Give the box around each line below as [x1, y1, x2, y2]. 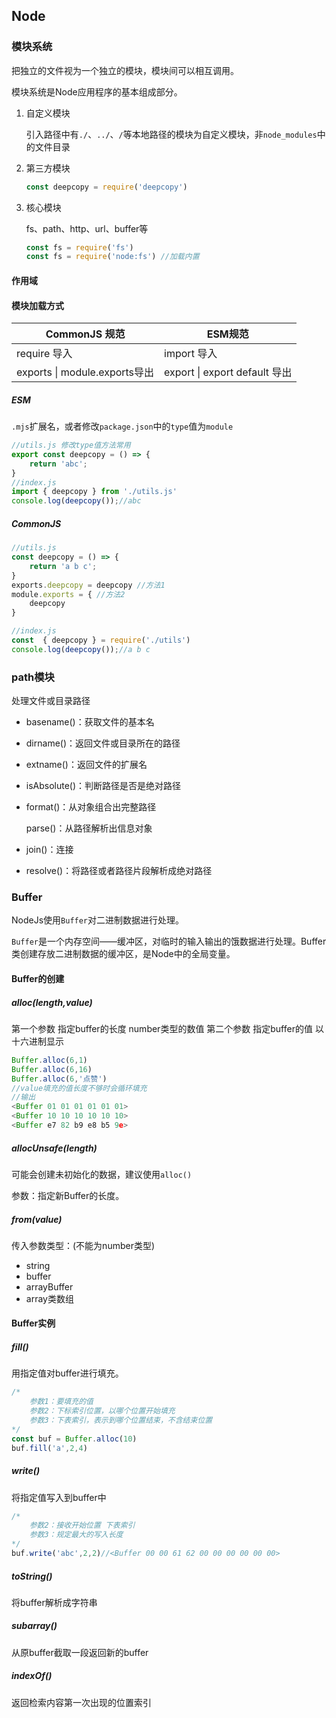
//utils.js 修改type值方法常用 [11, 440, 131, 451]
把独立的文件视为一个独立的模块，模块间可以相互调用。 [11, 64, 239, 76]
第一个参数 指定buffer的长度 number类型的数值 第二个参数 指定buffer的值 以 [11, 1022, 324, 1034]
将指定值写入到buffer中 [11, 1491, 107, 1503]
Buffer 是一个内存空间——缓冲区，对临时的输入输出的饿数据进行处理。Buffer [11, 935, 327, 948]
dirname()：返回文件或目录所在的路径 [25, 737, 181, 749]
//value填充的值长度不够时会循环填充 [11, 1083, 148, 1093]
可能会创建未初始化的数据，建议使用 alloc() [11, 1168, 193, 1180]
